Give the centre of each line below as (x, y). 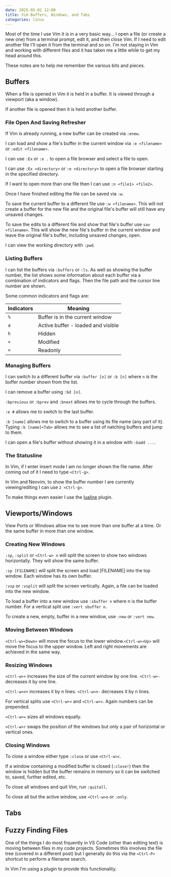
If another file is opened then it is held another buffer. (61, 109)
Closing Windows (28, 745)
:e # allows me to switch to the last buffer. (50, 412)
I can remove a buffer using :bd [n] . (43, 392)
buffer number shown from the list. (42, 382)
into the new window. (28, 591)
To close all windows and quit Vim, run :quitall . (56, 787)
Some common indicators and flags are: (47, 296)
